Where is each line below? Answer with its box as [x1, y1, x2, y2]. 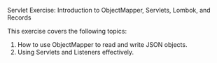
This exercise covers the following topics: [7, 27, 127, 35]
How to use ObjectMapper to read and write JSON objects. [17, 41, 188, 48]
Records [7, 13, 31, 22]
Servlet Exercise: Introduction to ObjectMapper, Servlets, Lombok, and [7, 6, 211, 14]
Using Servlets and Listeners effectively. [17, 48, 134, 56]
